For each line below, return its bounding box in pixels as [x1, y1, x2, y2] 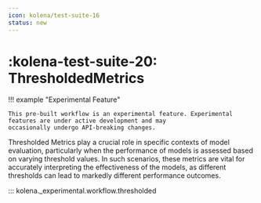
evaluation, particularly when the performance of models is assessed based [8, 146, 253, 155]
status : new [8, 19, 47, 27]
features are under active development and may [8, 117, 167, 125]
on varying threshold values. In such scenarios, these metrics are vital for [8, 154, 245, 164]
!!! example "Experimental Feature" [8, 95, 121, 104]
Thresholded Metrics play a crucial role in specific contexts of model [8, 138, 230, 147]
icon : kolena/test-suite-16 [8, 11, 100, 20]
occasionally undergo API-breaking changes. [8, 124, 156, 132]
